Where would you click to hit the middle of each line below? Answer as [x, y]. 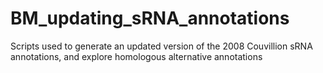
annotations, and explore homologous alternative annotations [136, 56]
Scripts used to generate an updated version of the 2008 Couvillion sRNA [161, 46]
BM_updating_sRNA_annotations [150, 18]
